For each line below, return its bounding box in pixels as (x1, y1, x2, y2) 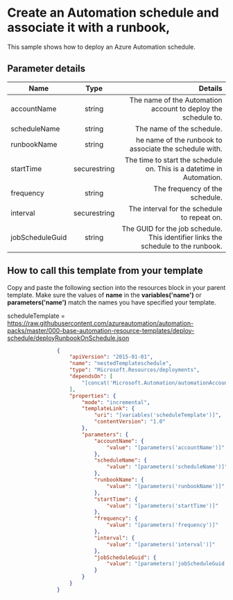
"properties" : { (69, 392, 116, 399)
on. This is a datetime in (145, 163, 223, 173)
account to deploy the (151, 104, 223, 113)
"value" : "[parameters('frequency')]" (106, 521, 218, 529)
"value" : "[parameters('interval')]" (106, 541, 216, 548)
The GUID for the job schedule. (121, 224, 223, 234)
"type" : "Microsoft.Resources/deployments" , (69, 366, 200, 373)
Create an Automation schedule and (7, 5, 220, 21)
